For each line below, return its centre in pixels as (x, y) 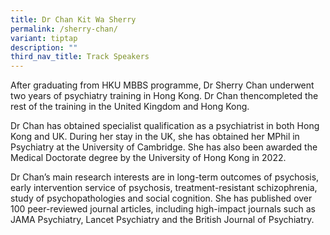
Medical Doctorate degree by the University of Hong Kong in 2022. (148, 158)
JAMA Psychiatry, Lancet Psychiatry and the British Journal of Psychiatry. (162, 220)
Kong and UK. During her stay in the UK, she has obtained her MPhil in (155, 137)
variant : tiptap (44, 38)
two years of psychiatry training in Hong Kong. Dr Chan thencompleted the (164, 96)
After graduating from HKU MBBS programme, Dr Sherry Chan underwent (162, 85)
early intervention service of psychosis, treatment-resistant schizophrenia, (164, 188)
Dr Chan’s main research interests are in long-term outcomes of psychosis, (165, 177)
